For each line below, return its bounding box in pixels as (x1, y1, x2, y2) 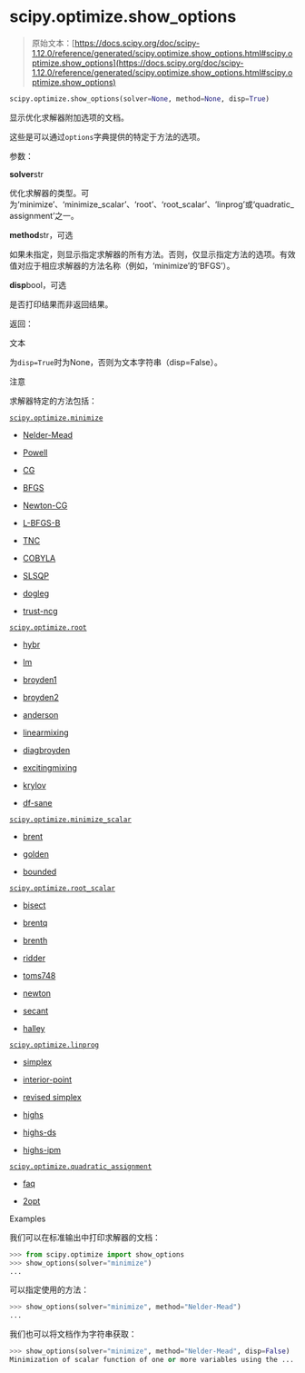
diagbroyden (22, 744, 71, 755)
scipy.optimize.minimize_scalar (9, 815, 132, 824)
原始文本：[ (31, 37, 75, 48)
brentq (22, 917, 48, 928)
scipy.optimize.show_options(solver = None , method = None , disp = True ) (9, 94, 271, 104)
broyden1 (22, 674, 57, 685)
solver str (9, 168, 44, 179)
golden (22, 848, 50, 860)
